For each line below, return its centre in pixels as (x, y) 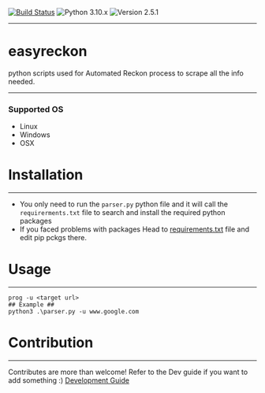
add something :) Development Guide (69, 380)
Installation (46, 175)
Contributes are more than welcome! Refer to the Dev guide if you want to (128, 372)
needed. (22, 81)
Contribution (51, 343)
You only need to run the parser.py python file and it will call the (124, 204)
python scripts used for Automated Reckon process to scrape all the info (126, 73)
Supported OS (36, 109)
